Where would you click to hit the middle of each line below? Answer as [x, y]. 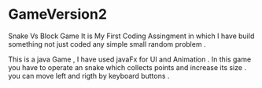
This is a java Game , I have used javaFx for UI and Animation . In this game [130, 59]
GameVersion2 [58, 14]
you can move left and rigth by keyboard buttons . [89, 76]
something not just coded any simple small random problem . [107, 44]
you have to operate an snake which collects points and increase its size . [127, 67]
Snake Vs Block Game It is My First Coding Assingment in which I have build [131, 36]
